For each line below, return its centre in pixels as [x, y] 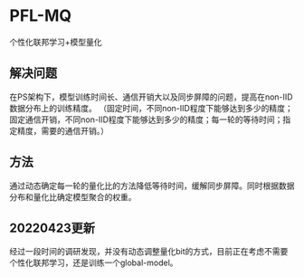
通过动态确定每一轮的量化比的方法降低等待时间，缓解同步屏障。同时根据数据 [152, 186]
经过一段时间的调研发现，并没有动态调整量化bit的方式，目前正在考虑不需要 [149, 252]
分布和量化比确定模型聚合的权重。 [73, 196]
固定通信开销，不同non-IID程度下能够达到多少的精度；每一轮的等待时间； [146, 119]
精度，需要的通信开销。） [62, 130]
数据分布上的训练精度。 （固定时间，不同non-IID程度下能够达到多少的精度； [151, 108]
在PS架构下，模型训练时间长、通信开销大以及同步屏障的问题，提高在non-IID [151, 97]
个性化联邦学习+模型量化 [56, 42]
